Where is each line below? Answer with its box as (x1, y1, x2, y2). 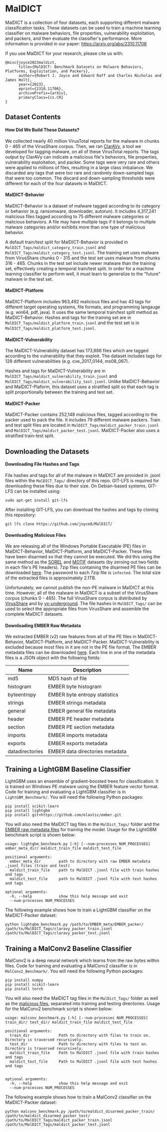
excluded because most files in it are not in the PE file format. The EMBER (5, 644, 157, 650)
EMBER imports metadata (48, 732, 108, 739)
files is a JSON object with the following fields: (5, 655, 101, 661)
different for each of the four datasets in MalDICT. (5, 180, 108, 186)
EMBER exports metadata (48, 740, 108, 747)
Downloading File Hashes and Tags (5, 461, 80, 467)
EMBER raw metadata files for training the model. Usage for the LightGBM (5, 827, 157, 833)
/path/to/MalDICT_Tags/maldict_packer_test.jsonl (5, 1122, 111, 1127)
